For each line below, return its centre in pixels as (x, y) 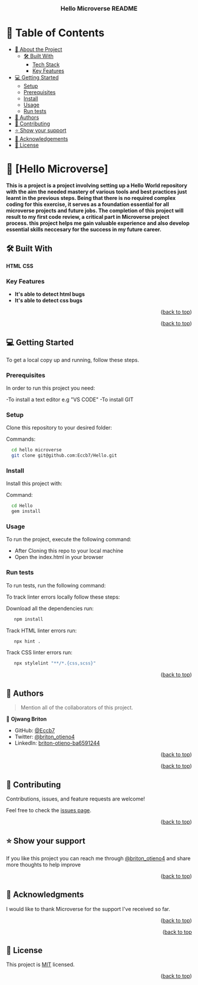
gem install (26, 511)
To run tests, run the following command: (56, 585)
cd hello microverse (37, 450)
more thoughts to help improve (44, 864)
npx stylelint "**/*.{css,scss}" (55, 663)
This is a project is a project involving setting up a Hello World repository (97, 185)
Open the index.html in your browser (59, 557)
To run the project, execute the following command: (69, 540)
